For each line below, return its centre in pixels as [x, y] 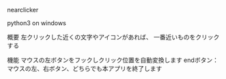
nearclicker [23, 10]
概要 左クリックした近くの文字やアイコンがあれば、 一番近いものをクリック [113, 37]
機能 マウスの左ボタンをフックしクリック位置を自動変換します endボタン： [113, 60]
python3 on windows [37, 23]
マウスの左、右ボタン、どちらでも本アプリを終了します [85, 68]
